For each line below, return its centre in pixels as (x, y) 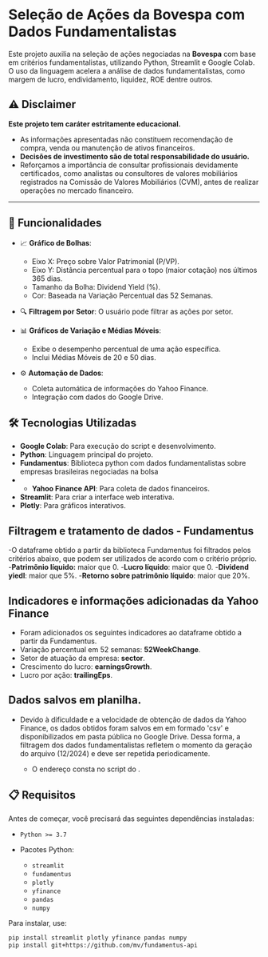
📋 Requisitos (42, 795)
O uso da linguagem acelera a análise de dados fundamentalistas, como (127, 70)
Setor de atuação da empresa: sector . (83, 658)
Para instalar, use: (37, 923)
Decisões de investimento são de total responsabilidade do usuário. (134, 156)
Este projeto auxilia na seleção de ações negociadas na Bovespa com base (132, 54)
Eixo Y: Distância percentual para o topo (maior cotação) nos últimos (144, 270)
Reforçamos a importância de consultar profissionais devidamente (129, 165)
